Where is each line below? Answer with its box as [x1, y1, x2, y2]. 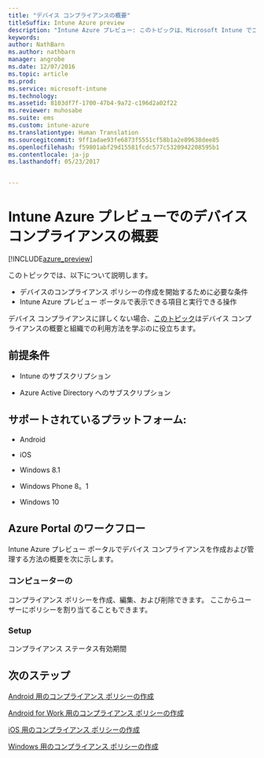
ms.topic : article [8, 70, 68, 78]
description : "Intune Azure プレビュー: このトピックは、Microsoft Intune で [8, 26, 252, 34]
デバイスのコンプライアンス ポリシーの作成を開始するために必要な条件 [19, 287, 249, 297]
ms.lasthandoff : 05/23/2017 [8, 158, 101, 166]
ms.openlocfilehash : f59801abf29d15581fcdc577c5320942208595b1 [8, 143, 220, 151]
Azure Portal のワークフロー [8, 522, 146, 535]
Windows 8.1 [19, 465, 60, 475]
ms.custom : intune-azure [8, 121, 90, 129]
